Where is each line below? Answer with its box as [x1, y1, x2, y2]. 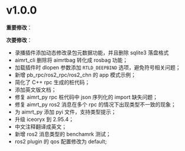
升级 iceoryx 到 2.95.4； [14, 115, 74, 123]
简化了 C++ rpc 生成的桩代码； [14, 78, 90, 86]
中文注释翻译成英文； [14, 123, 67, 130]
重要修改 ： [6, 24, 33, 31]
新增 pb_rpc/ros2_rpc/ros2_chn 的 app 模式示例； [14, 71, 137, 78]
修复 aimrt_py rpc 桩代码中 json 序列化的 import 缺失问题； [14, 93, 158, 101]
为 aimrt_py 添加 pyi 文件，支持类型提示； [14, 108, 116, 115]
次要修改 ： [6, 36, 33, 43]
